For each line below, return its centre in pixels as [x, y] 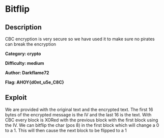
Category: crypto [23, 54]
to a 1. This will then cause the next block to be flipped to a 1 [66, 130]
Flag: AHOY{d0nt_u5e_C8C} [35, 82]
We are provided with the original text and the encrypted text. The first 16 [79, 110]
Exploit [16, 97]
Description [23, 27]
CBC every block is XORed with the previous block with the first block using [82, 120]
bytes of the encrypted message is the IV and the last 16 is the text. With [78, 114]
